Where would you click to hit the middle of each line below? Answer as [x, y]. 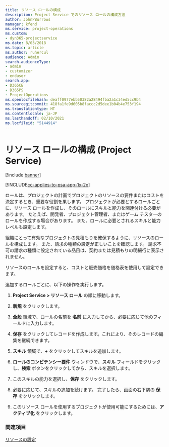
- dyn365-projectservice [31, 39]
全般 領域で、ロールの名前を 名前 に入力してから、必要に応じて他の [83, 317]
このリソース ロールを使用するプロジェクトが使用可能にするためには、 [86, 406]
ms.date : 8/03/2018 [26, 43]
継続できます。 [37, 340]
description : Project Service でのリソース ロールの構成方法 [65, 15]
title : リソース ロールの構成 [33, 10]
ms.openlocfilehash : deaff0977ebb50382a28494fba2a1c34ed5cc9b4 [73, 99]
